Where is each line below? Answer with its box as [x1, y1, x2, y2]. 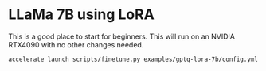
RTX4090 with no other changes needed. [8, 39, 144, 49]
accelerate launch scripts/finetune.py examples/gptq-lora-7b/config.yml [8, 55, 259, 63]
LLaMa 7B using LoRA [8, 6, 155, 24]
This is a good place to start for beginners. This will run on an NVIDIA [8, 32, 235, 41]
